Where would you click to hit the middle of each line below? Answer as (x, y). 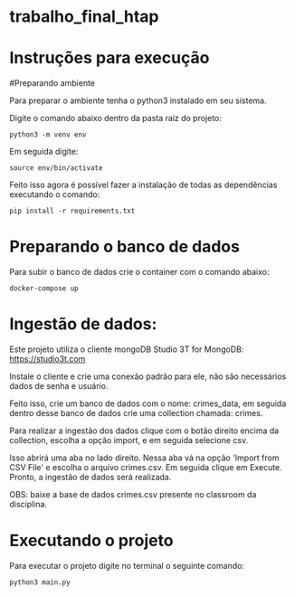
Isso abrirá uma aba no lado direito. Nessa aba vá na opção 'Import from (144, 458)
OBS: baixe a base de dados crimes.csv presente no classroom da (133, 494)
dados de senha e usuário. (59, 386)
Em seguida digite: (44, 152)
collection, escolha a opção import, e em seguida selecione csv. (129, 440)
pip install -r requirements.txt (72, 211)
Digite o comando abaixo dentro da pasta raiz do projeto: (115, 118)
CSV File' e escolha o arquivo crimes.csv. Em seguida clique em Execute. (146, 467)
